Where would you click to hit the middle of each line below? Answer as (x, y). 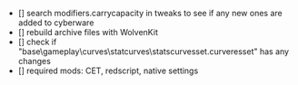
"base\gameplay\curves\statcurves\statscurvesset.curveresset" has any (153, 52)
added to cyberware (56, 23)
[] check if (37, 42)
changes (35, 61)
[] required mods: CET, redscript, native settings (108, 71)
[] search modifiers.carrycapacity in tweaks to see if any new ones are (150, 13)
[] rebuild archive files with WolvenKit (88, 32)
